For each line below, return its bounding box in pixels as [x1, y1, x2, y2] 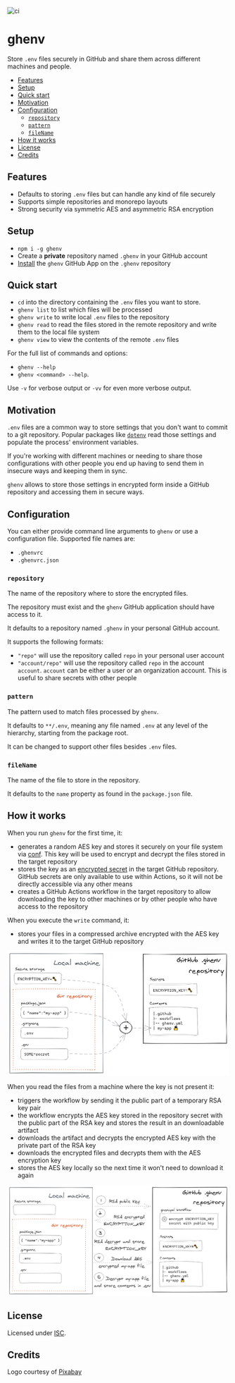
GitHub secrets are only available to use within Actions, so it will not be [17, 872, 223, 880]
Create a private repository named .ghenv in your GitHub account [17, 251, 208, 260]
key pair [17, 1103, 42, 1112]
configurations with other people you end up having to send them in [7, 459, 204, 468]
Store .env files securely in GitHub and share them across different [7, 54, 201, 63]
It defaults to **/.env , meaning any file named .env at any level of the [7, 721, 208, 730]
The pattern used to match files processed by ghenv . [7, 707, 159, 715]
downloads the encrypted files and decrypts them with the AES [17, 1148, 201, 1157]
